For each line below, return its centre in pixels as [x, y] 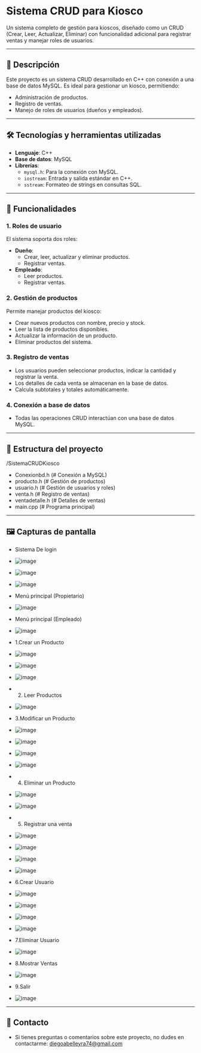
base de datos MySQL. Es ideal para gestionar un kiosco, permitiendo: [93, 86]
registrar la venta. [36, 376]
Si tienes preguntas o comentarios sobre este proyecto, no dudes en [99, 1037]
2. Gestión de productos [42, 298]
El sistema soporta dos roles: [42, 239]
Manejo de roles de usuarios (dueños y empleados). [79, 110]
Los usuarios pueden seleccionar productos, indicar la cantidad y [95, 370]
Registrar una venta [48, 824]
